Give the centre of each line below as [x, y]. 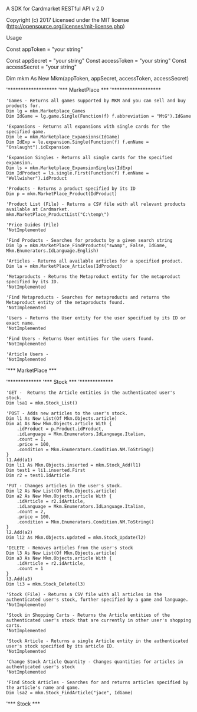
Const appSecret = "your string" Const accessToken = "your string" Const [96, 61]
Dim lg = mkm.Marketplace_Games [46, 111]
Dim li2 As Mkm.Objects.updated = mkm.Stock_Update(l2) [76, 538]
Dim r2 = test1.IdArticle [38, 475]
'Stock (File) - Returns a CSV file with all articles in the [84, 594]
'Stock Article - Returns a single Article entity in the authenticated [97, 641]
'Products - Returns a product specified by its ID [71, 189]
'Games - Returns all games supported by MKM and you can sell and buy [96, 101]
